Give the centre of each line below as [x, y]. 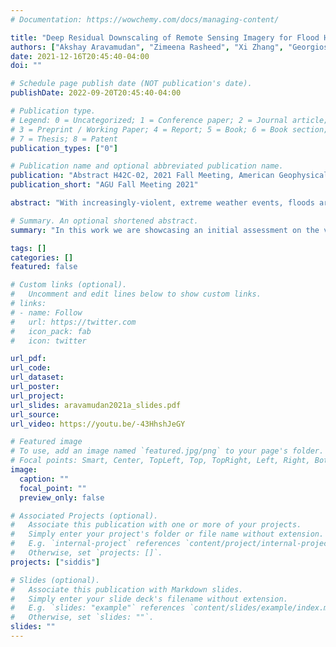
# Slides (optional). [55, 580]
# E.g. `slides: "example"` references [98, 608]
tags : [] [28, 248]
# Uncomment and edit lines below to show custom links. [136, 294]
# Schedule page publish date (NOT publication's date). [131, 84]
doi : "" [26, 66]
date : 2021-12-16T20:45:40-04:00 [80, 56]
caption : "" [44, 479]
